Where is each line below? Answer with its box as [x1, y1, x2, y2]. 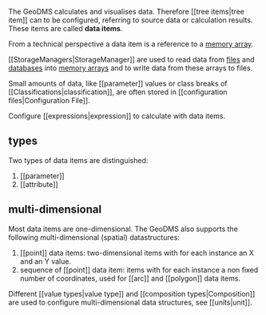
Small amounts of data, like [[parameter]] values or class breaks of [8, 79, 228, 88]
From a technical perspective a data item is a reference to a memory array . [8, 39, 254, 49]
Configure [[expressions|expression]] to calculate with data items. [8, 111, 226, 121]
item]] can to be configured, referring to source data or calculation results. [8, 15, 253, 25]
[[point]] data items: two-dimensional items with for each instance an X [19, 248, 254, 257]
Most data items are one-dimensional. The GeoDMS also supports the [8, 224, 238, 233]
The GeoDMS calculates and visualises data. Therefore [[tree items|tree [8, 7, 245, 16]
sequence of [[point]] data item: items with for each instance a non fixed [19, 265, 259, 274]
